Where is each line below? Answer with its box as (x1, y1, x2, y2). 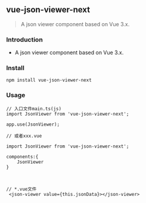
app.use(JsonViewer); (6, 121, 60, 127)
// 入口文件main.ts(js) (6, 105, 61, 112)
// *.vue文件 (6, 186, 37, 192)
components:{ (6, 154, 39, 160)
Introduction (6, 35, 43, 43)
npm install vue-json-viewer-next (6, 77, 92, 83)
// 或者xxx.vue (6, 133, 42, 139)
